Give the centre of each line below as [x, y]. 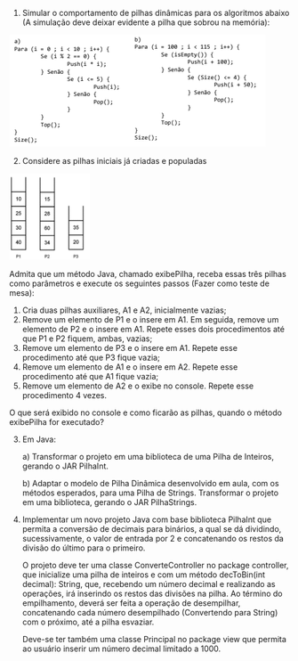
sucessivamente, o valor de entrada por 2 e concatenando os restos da [153, 539]
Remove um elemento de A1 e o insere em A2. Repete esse [130, 367]
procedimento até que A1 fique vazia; [90, 376]
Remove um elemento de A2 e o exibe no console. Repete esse [138, 386]
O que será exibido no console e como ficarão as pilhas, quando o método [146, 412]
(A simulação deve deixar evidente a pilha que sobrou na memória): [146, 22]
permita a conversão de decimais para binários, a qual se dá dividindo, [152, 529]
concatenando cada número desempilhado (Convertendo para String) [150, 612]
